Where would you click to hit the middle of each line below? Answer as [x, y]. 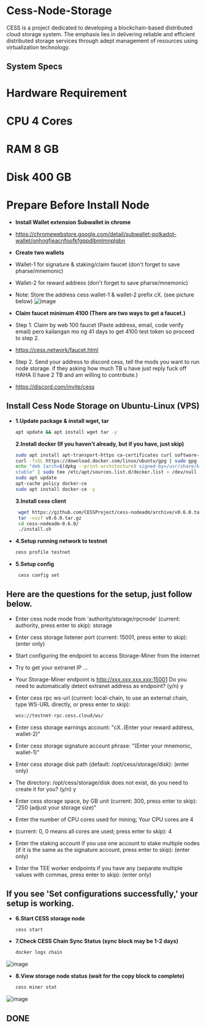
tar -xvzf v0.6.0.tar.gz [50, 518]
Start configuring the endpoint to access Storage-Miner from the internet [107, 655]
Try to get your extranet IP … [51, 667]
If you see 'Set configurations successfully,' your [102, 894]
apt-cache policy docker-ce [51, 484]
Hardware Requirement [67, 93]
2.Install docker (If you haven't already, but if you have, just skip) [100, 444]
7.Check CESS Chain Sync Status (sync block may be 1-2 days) [97, 941]
